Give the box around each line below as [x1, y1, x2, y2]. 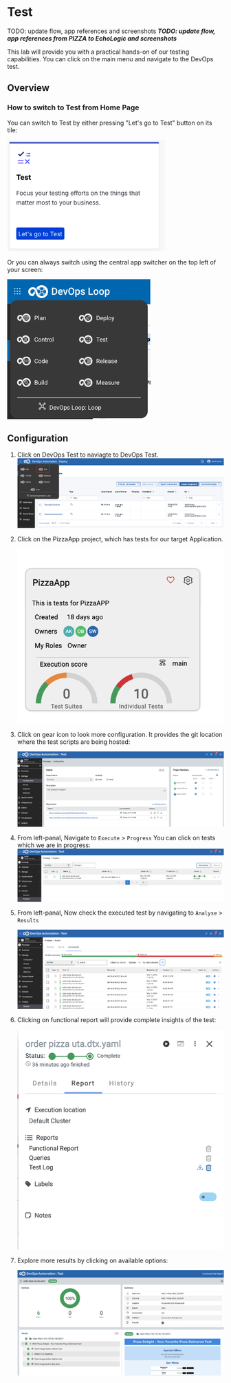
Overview [7, 82, 50, 94]
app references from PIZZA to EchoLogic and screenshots [7, 34, 177, 42]
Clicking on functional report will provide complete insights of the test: [16, 1016, 217, 1024]
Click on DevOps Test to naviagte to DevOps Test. [16, 450, 159, 459]
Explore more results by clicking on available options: [16, 1256, 168, 1265]
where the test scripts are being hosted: [16, 738, 131, 746]
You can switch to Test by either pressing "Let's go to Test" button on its [7, 118, 212, 127]
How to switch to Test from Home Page [7, 103, 140, 112]
